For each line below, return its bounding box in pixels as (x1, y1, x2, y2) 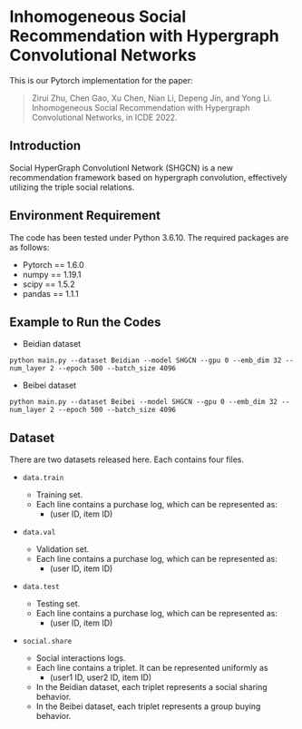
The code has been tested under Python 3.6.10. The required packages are (9, 232, 289, 242)
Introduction (9, 138, 82, 153)
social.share (22, 637, 73, 646)
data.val (22, 528, 56, 537)
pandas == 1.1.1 (22, 288, 79, 299)
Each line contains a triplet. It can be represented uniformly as (35, 663, 268, 674)
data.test (22, 583, 61, 592)
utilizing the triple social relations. (9, 182, 135, 192)
